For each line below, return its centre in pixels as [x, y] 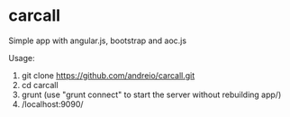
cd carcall [40, 85]
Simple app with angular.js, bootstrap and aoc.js [97, 40]
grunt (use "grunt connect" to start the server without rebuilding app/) [151, 94]
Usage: [22, 58]
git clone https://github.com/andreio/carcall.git [108, 75]
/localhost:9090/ [52, 103]
